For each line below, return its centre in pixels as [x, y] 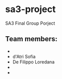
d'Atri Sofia [24, 56]
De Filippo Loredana [33, 62]
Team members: [32, 39]
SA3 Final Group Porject [30, 23]
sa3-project [30, 9]
